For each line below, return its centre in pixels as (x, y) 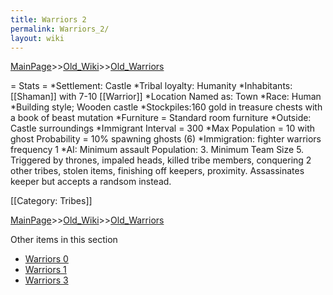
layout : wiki (37, 38)
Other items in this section (64, 240)
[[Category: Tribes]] (51, 201)
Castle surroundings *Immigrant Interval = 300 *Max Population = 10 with (163, 128)
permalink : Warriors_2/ (60, 29)
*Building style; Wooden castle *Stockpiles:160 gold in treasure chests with (166, 107)
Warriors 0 (46, 259)
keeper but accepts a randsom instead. (91, 182)
